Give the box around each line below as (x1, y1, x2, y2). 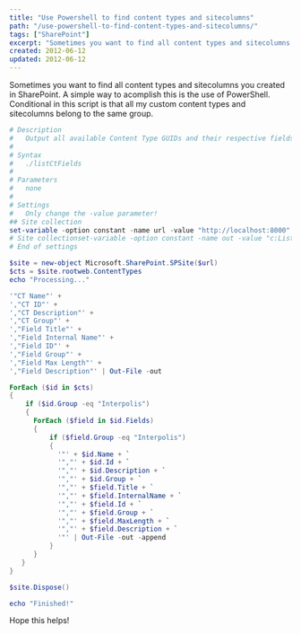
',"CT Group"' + (9, 316, 70, 326)
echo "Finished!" (9, 599, 74, 608)
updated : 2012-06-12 (9, 55, 87, 64)
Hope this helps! (9, 615, 70, 626)
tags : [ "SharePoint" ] (9, 30, 90, 39)
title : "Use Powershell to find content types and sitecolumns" (9, 13, 254, 22)
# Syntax (9, 150, 42, 160)
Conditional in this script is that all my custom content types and (9, 99, 246, 109)
